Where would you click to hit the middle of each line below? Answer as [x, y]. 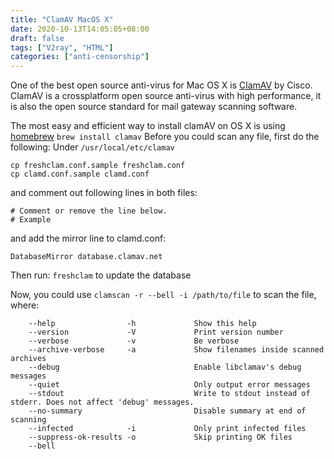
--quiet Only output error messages [169, 385]
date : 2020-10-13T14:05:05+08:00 [80, 29]
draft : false [37, 38]
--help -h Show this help [142, 324]
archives [28, 359]
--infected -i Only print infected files [167, 429]
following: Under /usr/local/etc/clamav [92, 147]
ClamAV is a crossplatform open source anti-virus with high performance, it [166, 96]
